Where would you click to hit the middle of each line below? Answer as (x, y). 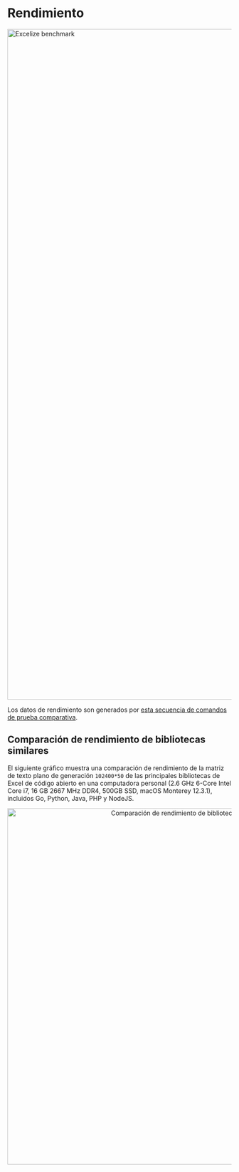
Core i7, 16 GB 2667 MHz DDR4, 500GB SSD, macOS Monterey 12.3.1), (110, 790)
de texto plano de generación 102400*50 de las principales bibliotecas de (114, 775)
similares (28, 751)
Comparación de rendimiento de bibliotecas (107, 740)
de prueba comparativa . (43, 717)
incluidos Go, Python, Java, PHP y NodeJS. (71, 798)
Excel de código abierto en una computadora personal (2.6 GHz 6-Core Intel (119, 783)
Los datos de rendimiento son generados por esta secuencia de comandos (117, 710)
